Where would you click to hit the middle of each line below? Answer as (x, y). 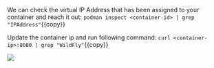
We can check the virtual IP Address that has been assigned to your (103, 10)
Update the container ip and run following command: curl (89, 37)
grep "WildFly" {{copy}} (75, 45)
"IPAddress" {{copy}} (36, 24)
